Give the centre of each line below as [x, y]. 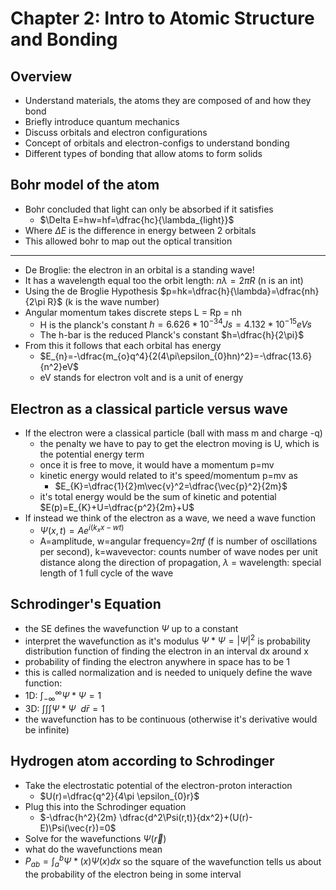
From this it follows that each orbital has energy [123, 346]
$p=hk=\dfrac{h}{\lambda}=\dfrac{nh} [239, 291]
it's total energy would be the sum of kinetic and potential [158, 497]
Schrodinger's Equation [86, 604]
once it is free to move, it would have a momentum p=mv [157, 465]
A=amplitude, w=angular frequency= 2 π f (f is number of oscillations [178, 541]
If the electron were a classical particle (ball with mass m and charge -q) [173, 433]
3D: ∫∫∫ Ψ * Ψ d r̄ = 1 [64, 708]
